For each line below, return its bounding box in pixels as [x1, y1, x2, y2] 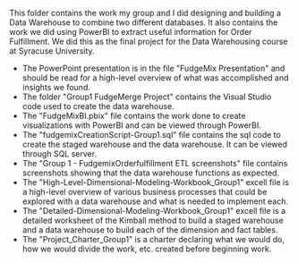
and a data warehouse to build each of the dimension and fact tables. [21, 225, 278, 235]
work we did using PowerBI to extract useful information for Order [9, 27, 252, 37]
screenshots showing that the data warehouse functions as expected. [21, 167, 280, 178]
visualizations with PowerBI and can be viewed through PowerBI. [21, 120, 262, 131]
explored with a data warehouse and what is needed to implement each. [21, 196, 289, 207]
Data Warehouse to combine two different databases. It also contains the [9, 17, 278, 28]
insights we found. [21, 82, 91, 92]
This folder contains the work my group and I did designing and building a [9, 8, 282, 18]
